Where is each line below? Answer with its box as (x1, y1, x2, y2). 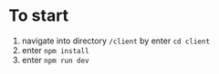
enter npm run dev (21, 54, 89, 65)
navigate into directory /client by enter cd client (21, 35, 211, 46)
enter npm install (21, 44, 89, 55)
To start (8, 5, 69, 26)
